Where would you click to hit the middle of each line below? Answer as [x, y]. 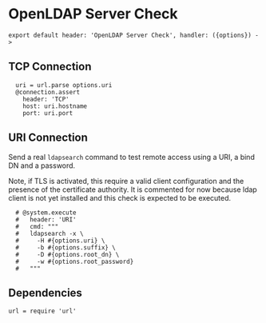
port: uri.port [48, 113]
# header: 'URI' [46, 219]
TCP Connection [50, 67]
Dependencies [45, 293]
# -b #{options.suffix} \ [66, 247]
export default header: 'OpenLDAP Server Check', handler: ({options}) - [134, 35]
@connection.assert [48, 92]
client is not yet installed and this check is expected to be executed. [120, 197]
